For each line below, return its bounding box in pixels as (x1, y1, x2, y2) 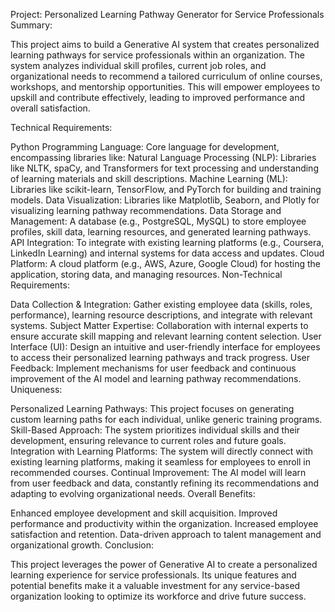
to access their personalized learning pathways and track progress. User (10, 352, 311, 363)
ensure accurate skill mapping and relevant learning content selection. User (10, 330, 322, 342)
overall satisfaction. (10, 102, 91, 114)
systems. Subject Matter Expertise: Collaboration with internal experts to (10, 320, 309, 331)
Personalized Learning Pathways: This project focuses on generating (10, 403, 295, 414)
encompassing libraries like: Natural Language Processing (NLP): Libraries (10, 152, 317, 163)
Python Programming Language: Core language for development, (10, 141, 280, 153)
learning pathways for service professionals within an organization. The (10, 49, 305, 61)
